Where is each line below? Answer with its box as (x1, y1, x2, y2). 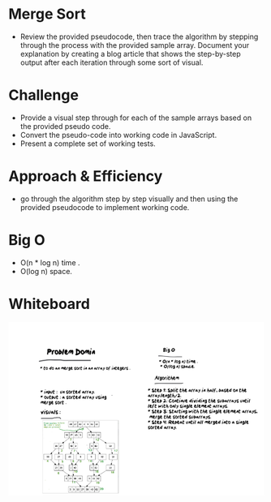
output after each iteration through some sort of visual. (19, 58, 204, 67)
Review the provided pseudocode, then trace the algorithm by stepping (19, 32, 259, 41)
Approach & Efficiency (8, 167, 163, 186)
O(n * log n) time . (19, 257, 80, 268)
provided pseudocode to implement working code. (19, 202, 190, 212)
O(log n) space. (19, 266, 73, 276)
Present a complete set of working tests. (19, 139, 156, 148)
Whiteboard (8, 294, 91, 313)
